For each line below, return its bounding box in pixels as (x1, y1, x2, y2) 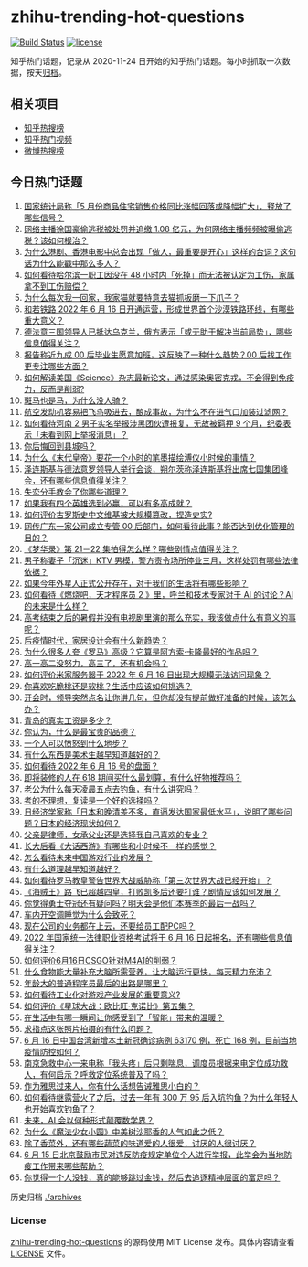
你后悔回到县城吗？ (23, 441, 97, 452)
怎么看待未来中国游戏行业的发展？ (23, 852, 153, 863)
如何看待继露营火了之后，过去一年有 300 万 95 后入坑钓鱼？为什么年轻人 (23, 1091, 298, 1102)
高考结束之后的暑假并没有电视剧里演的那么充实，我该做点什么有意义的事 (23, 612, 296, 623)
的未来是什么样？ (23, 601, 89, 612)
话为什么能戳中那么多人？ (23, 258, 121, 269)
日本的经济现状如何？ (39, 817, 121, 828)
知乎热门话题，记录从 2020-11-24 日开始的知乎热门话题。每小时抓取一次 (10, 55, 282, 66)
